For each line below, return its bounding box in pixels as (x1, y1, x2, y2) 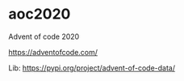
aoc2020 (8, 5, 71, 23)
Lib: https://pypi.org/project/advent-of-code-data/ (8, 62, 176, 73)
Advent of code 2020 (8, 32, 80, 41)
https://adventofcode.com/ (8, 47, 98, 57)
